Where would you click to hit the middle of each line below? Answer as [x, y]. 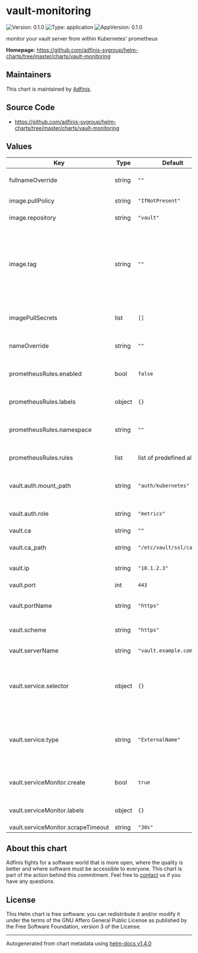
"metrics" [152, 514]
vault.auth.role [29, 514]
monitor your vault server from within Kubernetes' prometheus [82, 38]
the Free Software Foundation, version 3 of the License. [74, 926]
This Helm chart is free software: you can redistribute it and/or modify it [93, 914]
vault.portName [31, 606]
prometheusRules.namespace [50, 430]
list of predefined [162, 458]
